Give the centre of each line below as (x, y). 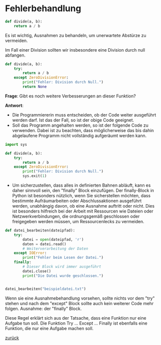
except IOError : (30, 253)
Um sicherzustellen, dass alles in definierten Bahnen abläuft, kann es (81, 185)
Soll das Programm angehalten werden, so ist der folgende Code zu (80, 125)
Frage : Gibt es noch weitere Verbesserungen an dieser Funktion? (70, 96)
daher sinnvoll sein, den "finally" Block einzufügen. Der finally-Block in (83, 191)
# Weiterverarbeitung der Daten (56, 249)
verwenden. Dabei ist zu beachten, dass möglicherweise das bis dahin (83, 130)
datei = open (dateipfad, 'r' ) (53, 239)
